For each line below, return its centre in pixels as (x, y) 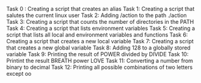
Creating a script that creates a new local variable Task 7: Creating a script (100, 41)
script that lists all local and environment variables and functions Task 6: (97, 35)
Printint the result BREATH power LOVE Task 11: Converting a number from (100, 61)
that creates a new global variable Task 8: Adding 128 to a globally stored (98, 48)
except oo (19, 74)
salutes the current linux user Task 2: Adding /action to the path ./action (97, 15)
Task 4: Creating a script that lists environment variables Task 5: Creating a (101, 28)
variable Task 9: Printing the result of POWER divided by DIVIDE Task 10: (97, 54)
